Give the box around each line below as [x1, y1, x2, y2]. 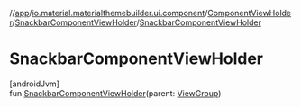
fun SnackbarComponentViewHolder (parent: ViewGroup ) [9, 87, 222, 98]
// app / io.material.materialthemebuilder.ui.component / [9, 8, 208, 18]
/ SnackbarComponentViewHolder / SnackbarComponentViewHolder [12, 17, 261, 28]
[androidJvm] [9, 78, 60, 89]
